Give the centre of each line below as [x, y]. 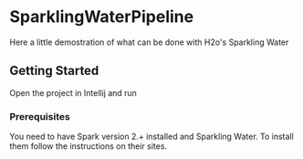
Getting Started [54, 71]
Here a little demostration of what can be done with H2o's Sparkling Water [149, 42]
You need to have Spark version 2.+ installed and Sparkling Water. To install [151, 137]
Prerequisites [40, 116]
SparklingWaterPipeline [102, 17]
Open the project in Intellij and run [73, 92]
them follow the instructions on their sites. [88, 146]
